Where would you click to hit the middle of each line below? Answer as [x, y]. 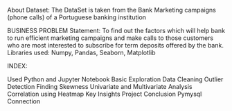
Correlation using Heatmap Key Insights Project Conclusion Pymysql [105, 94]
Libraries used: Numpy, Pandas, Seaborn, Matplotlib [81, 52]
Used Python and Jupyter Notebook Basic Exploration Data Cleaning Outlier [115, 79]
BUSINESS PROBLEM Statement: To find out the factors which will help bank [116, 31]
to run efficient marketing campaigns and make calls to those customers [110, 38]
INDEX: [17, 66]
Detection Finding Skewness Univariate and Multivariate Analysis [100, 87]
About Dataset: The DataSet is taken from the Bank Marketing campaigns [111, 10]
